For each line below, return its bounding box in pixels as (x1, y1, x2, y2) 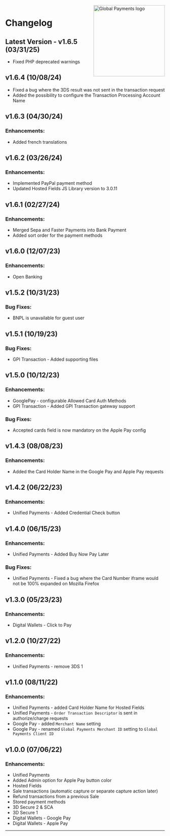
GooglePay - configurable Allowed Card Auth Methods (12, 397, 126, 404)
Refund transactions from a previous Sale (12, 793, 99, 800)
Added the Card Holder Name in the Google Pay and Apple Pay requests (12, 468, 163, 475)
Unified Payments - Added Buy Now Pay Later (12, 551, 109, 557)
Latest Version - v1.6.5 (5, 37, 78, 46)
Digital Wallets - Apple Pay (12, 820, 68, 826)
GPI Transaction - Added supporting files (12, 356, 99, 362)
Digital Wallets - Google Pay (12, 815, 71, 821)
